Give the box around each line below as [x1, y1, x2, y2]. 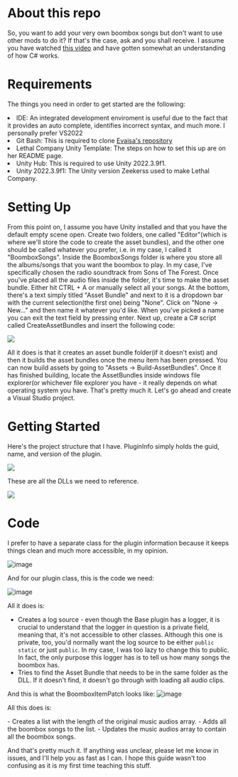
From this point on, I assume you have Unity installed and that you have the [7, 222, 227, 231]
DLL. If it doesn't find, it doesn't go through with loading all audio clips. [17, 675, 225, 684]
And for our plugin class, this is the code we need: [7, 573, 154, 582]
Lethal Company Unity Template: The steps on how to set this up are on [16, 144, 226, 152]
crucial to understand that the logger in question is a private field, [17, 622, 210, 631]
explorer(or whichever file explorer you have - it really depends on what [7, 378, 217, 387]
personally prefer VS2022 [7, 128, 83, 137]
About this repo [7, 5, 101, 21]
